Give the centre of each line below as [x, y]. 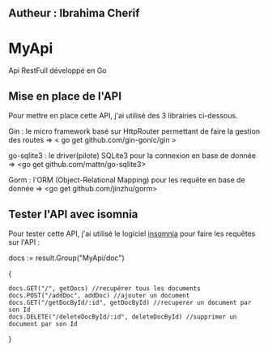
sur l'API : [24, 242]
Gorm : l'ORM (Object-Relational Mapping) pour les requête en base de [127, 180]
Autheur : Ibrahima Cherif [74, 13]
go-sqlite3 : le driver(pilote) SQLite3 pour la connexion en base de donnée [132, 156]
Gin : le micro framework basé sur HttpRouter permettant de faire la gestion [134, 131]
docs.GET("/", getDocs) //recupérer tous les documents [104, 288]
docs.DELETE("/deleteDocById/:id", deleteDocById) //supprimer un [123, 317]
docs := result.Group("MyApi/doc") [67, 258]
